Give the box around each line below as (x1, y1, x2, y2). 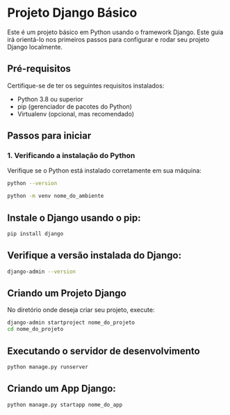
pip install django (7, 230, 64, 237)
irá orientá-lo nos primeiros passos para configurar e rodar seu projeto (7, 35, 210, 43)
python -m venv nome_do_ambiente (7, 193, 104, 200)
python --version (7, 180, 58, 187)
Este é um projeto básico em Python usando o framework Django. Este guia (7, 28, 224, 36)
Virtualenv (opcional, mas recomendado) (17, 109, 134, 118)
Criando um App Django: (7, 383, 116, 395)
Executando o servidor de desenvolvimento (7, 345, 200, 357)
